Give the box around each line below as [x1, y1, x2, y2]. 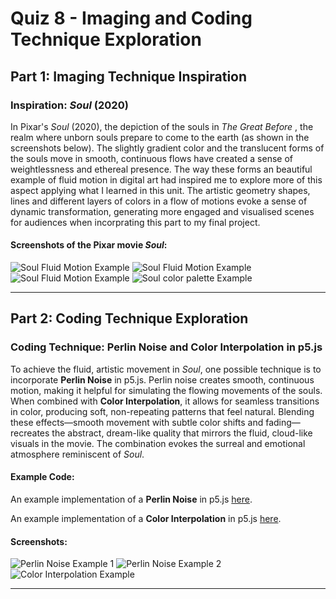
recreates [10, 427, 50, 439]
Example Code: [10, 471, 75, 483]
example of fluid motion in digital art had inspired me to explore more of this [10, 173, 323, 186]
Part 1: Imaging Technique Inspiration [10, 68, 248, 85]
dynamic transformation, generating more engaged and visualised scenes [10, 205, 315, 217]
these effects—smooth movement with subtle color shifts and [10, 416, 264, 428]
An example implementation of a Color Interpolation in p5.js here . [10, 512, 282, 524]
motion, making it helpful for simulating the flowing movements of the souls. [10, 384, 323, 396]
